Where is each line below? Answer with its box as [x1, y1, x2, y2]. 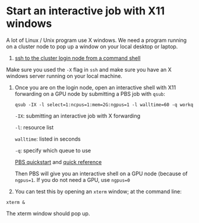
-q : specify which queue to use [14, 147, 91, 154]
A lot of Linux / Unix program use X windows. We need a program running [6, 36, 187, 44]
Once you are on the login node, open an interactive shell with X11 [14, 83, 176, 91]
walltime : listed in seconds [14, 135, 81, 143]
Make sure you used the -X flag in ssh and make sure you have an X [6, 66, 172, 73]
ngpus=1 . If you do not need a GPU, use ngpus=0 [14, 176, 131, 183]
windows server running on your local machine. [6, 72, 123, 79]
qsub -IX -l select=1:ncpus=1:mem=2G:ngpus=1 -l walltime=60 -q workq [14, 101, 194, 108]
